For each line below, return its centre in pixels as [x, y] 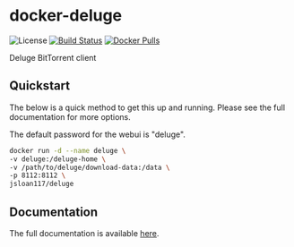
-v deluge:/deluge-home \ [57, 159]
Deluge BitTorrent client [53, 57]
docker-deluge [66, 16]
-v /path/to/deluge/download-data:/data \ [90, 167]
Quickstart [40, 86]
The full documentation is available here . [84, 233]
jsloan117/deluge [42, 184]
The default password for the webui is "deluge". [98, 134]
